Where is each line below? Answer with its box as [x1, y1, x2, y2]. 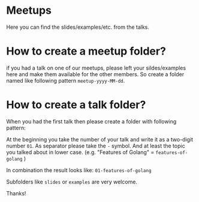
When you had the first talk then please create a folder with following [6, 117, 177, 125]
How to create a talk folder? [6, 98, 146, 111]
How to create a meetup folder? [6, 44, 167, 58]
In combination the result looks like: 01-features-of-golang [6, 166, 152, 174]
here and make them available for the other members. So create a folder [6, 70, 185, 78]
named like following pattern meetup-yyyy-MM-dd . [6, 77, 125, 84]
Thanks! [6, 189, 26, 197]
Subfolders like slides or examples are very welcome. [6, 178, 138, 185]
